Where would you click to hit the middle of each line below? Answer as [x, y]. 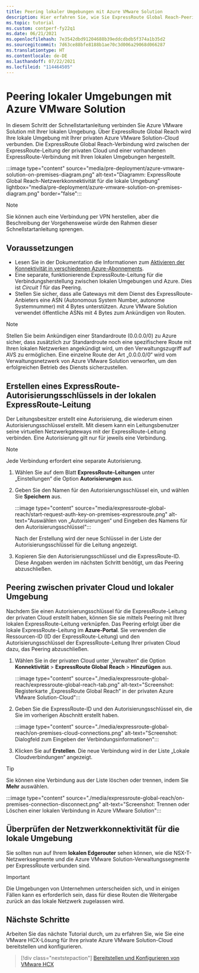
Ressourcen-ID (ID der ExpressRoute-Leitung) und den [73, 636]
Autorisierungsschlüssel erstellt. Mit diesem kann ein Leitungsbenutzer [93, 425]
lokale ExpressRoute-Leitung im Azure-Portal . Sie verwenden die [86, 630]
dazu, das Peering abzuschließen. [47, 649]
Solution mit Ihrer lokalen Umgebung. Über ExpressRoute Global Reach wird [99, 132]
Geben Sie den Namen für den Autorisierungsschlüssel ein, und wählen [102, 490]
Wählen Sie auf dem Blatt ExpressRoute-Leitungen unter [85, 472]
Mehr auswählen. [28, 786]
